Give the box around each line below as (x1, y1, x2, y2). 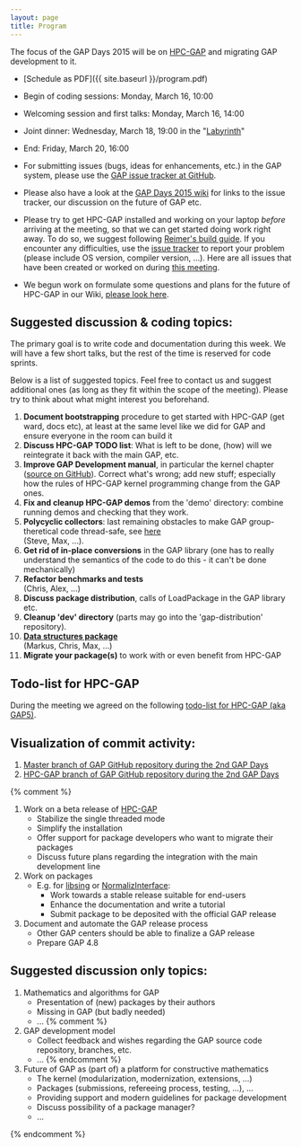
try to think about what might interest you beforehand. (10, 394, 210, 405)
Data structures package (22, 631, 118, 642)
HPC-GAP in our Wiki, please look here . (22, 288, 169, 299)
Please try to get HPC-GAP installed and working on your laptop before (22, 214, 286, 225)
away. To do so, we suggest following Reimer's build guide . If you (22, 233, 265, 243)
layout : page (10, 13, 59, 22)
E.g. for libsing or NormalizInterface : (36, 879, 171, 890)
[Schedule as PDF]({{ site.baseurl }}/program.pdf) (22, 73, 209, 84)
